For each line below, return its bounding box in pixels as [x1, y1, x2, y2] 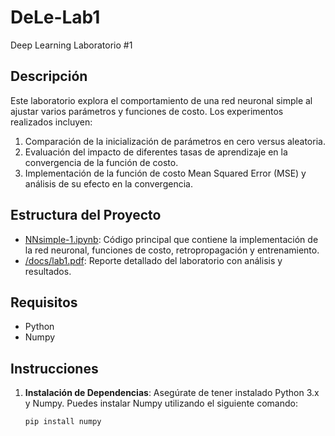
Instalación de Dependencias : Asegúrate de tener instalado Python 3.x [24, 387, 320, 399]
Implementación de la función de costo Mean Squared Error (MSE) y [24, 167, 307, 179]
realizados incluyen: [10, 116, 93, 128]
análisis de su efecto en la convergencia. [24, 177, 193, 190]
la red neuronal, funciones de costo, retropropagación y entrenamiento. [24, 244, 320, 256]
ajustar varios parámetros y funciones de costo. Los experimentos [10, 105, 284, 117]
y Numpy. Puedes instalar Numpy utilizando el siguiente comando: [24, 397, 298, 410]
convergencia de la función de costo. [24, 156, 179, 168]
